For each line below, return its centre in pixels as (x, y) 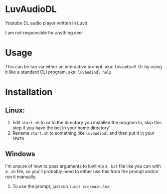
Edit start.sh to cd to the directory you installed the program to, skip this (87, 122)
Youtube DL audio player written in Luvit (46, 23)
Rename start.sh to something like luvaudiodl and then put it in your (83, 133)
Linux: (15, 110)
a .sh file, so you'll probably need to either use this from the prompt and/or (82, 171)
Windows (20, 154)
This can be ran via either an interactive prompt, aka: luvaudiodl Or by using (83, 66)
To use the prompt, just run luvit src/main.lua (61, 186)
